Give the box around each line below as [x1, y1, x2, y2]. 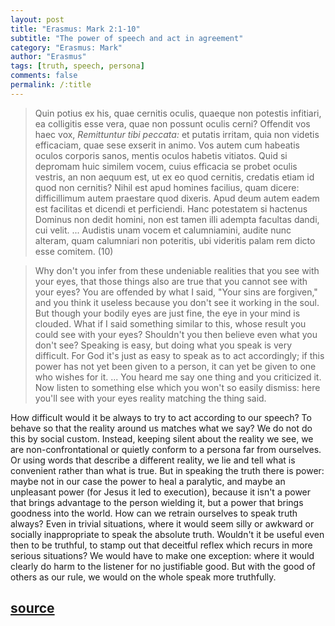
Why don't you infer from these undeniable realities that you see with [34, 264, 320, 276]
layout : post [10, 14, 65, 25]
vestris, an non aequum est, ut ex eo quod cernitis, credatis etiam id [34, 171, 315, 183]
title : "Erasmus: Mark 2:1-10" [10, 24, 141, 34]
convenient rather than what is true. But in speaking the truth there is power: [10, 464, 325, 476]
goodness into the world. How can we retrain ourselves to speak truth [10, 507, 298, 519]
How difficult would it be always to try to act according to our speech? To [10, 411, 312, 423]
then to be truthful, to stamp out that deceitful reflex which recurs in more [10, 539, 313, 551]
